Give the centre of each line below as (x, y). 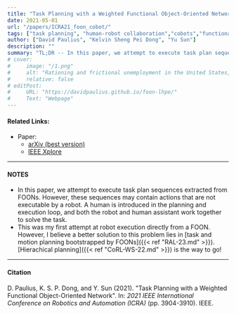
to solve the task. (42, 220)
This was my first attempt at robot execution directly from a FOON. (114, 227)
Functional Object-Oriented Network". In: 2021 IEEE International (101, 295)
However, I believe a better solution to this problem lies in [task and (114, 235)
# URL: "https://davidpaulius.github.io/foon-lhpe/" (92, 92)
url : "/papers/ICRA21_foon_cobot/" (59, 27)
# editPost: (25, 86)
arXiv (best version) (57, 144)
